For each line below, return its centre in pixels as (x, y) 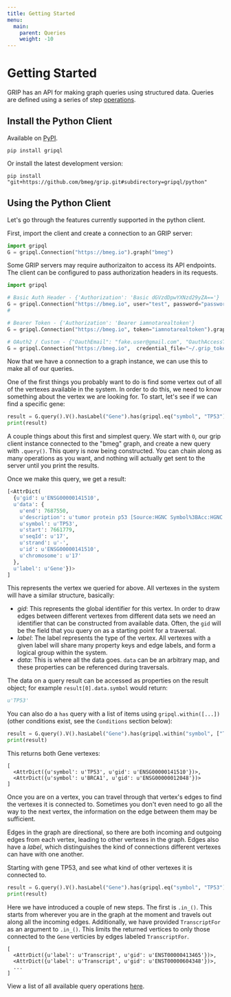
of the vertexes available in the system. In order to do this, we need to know (114, 390)
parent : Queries (43, 33)
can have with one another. (46, 854)
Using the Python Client (59, 203)
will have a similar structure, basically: (61, 595)
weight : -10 (36, 39)
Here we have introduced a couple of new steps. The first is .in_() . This (110, 907)
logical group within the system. (62, 653)
